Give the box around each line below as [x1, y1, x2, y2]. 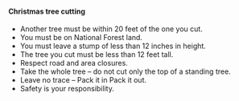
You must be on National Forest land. [19, 33, 143, 42]
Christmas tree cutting [8, 6, 86, 16]
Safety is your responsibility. [19, 84, 114, 94]
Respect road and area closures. [19, 59, 129, 68]
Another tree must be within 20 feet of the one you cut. [19, 24, 203, 34]
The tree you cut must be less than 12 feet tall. [19, 50, 174, 59]
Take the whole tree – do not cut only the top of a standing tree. [19, 67, 231, 76]
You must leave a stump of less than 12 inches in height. [19, 41, 207, 51]
